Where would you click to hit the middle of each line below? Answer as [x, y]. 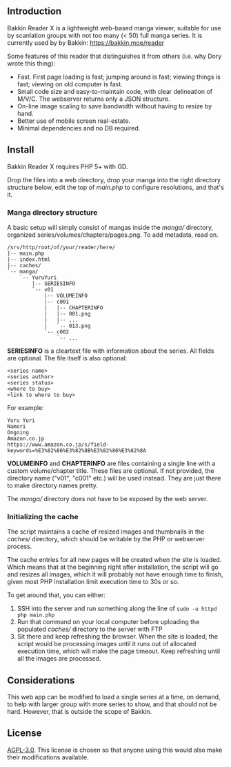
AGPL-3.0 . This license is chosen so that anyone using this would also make [115, 750]
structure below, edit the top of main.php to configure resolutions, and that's [115, 187]
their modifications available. [48, 757]
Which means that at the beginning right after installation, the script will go [113, 567]
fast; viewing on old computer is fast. [70, 84]
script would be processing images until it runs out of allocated [107, 644]
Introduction [34, 11]
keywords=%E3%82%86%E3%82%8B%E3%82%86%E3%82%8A [77, 450]
